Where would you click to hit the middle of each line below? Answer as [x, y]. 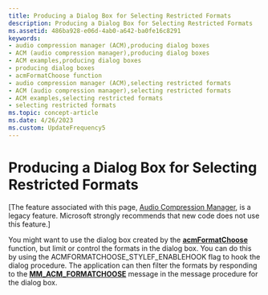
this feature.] [29, 224]
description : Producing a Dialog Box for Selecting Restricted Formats [130, 23]
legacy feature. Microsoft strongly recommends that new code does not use [134, 215]
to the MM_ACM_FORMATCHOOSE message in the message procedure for [133, 273]
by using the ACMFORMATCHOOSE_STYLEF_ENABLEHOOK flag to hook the [134, 256]
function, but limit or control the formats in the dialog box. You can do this [130, 248]
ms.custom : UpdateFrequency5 [57, 128]
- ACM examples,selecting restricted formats [85, 98]
